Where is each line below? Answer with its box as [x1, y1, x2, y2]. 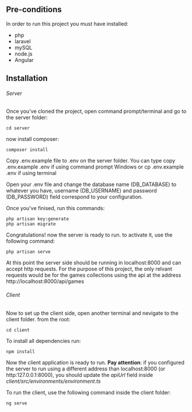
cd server [6, 125, 30, 131]
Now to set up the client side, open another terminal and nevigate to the [6, 310, 179, 317]
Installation [6, 73, 48, 84]
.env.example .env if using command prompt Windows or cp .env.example [6, 163, 184, 170]
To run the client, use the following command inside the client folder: [6, 389, 171, 396]
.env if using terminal [6, 170, 57, 177]
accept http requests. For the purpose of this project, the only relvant [6, 266, 172, 273]
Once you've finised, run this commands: [6, 205, 105, 212]
